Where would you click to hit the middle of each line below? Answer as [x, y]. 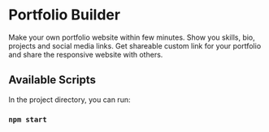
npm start [28, 119]
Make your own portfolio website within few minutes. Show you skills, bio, [132, 37]
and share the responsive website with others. [86, 54]
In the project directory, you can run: [69, 100]
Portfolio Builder [64, 15]
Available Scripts [52, 80]
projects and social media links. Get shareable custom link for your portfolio [135, 45]
